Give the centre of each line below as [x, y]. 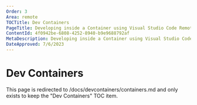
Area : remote [22, 17]
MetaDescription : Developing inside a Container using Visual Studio [93, 39]
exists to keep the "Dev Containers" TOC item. [62, 96]
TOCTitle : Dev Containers [38, 22]
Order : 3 [17, 11]
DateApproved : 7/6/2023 [35, 45]
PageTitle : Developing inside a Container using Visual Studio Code [91, 28]
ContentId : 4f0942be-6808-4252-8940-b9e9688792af [68, 33]
